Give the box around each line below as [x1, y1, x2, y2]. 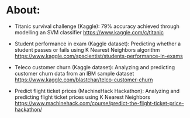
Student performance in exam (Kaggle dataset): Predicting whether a [14, 40, 181, 47]
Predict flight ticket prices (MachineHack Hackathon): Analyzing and [14, 87, 180, 94]
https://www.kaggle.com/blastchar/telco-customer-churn [14, 76, 153, 83]
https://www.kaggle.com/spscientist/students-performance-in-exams [14, 52, 183, 59]
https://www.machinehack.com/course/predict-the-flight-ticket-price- [14, 99, 184, 106]
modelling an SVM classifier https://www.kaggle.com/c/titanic [14, 28, 164, 35]
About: [6, 3, 40, 17]
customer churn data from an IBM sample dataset [14, 70, 134, 77]
